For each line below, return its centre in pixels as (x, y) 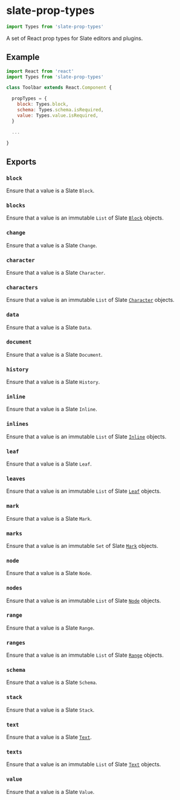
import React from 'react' (40, 71)
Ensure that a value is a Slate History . (53, 382)
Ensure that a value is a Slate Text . (49, 737)
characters (22, 287)
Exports (21, 162)
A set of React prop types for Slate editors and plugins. (75, 38)
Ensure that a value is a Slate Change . (52, 245)
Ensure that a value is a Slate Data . (49, 327)
